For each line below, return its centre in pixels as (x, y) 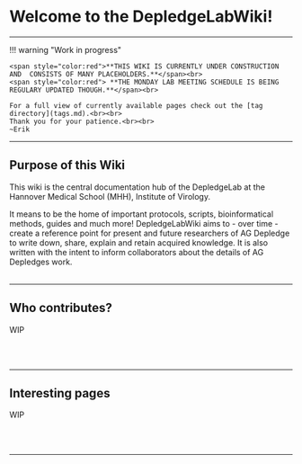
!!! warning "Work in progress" (66, 49)
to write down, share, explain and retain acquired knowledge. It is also (138, 242)
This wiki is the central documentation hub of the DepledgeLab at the (137, 187)
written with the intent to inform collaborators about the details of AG (137, 252)
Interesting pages (60, 393)
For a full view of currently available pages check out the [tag (136, 105)
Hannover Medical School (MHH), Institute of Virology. (110, 196)
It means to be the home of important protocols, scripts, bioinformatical (142, 214)
